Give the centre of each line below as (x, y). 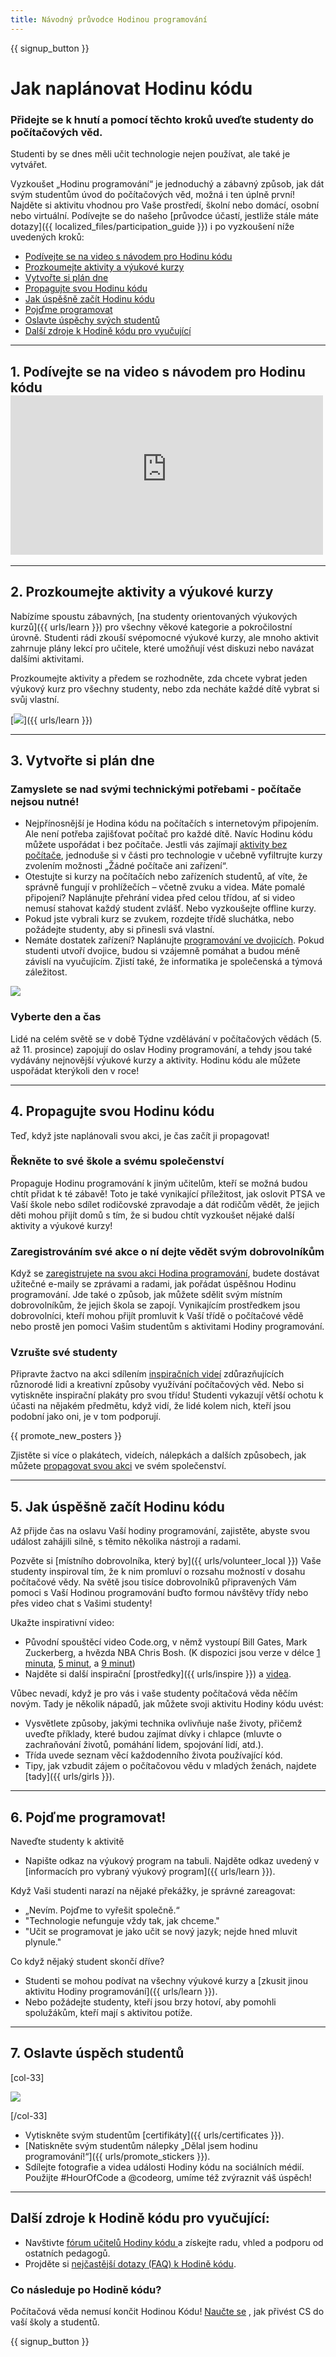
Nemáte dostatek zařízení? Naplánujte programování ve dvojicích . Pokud (174, 940)
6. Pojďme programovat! (88, 1817)
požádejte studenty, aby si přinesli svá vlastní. (119, 930)
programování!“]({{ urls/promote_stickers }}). (117, 2156)
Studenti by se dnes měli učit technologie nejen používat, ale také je (150, 154)
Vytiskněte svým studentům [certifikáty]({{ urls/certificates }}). (154, 2135)
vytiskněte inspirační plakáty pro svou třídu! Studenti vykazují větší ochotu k (167, 1395)
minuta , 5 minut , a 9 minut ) (80, 1663)
